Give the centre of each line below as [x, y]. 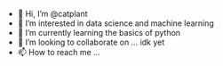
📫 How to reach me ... [59, 52]
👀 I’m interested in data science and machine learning [116, 23]
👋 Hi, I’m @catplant [52, 14]
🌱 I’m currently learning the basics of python [99, 33]
